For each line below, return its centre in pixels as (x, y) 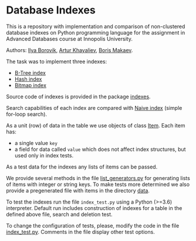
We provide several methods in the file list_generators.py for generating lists (98, 178)
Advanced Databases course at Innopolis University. (70, 39)
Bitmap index (31, 85)
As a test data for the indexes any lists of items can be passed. (82, 167)
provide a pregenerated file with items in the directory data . (78, 190)
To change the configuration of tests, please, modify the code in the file (93, 225)
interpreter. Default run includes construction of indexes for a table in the (94, 208)
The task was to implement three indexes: (57, 61)
